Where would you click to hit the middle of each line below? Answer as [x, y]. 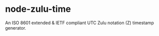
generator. [16, 28]
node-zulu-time [38, 9]
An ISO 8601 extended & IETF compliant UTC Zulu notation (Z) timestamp [79, 23]
